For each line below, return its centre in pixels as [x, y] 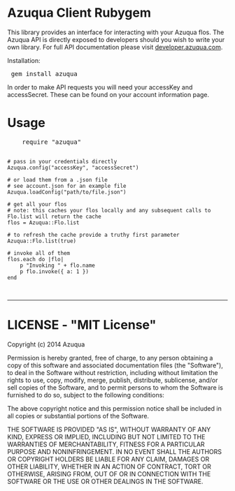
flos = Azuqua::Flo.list [43, 222]
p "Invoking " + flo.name [58, 265]
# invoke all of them [39, 253]
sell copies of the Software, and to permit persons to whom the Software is [115, 387]
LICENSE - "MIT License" [82, 325]
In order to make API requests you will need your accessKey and [100, 87]
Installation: [24, 60]
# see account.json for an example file [67, 186]
